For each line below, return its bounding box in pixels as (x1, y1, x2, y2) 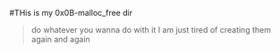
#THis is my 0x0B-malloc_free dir (9, 8, 132, 18)
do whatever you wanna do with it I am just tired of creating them (30, 25, 271, 34)
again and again (30, 34, 91, 44)
